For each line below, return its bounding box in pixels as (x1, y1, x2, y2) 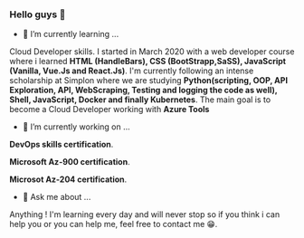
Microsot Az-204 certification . (9, 174, 128, 185)
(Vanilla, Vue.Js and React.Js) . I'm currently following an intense (9, 65, 254, 76)
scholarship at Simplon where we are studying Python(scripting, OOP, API (9, 75, 288, 86)
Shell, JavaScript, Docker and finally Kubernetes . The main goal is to (9, 94, 271, 105)
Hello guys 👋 (9, 8, 66, 21)
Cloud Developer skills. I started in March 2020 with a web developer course (9, 46, 295, 57)
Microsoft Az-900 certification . (9, 157, 130, 167)
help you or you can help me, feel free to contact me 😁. (9, 219, 218, 230)
